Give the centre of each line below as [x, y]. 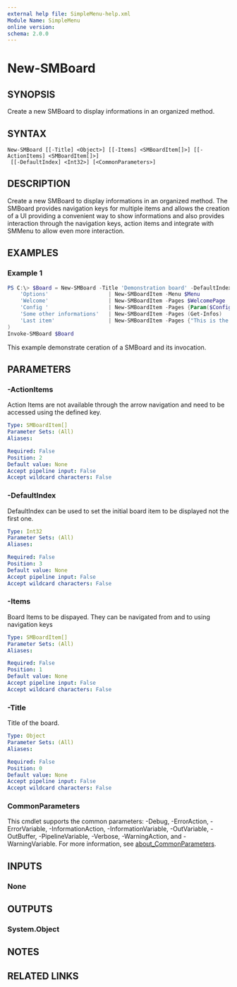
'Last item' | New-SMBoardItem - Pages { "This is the [124, 321]
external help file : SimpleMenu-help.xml [69, 14]
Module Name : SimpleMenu [44, 20]
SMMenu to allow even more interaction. [66, 231]
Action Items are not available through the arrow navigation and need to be [116, 405]
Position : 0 [25, 768]
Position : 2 [25, 457]
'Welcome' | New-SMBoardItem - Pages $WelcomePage [123, 301]
